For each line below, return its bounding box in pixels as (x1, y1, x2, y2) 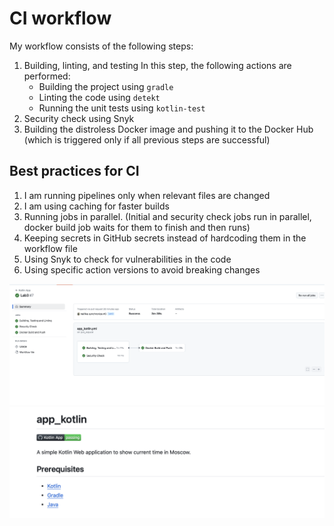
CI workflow (9, 7, 112, 30)
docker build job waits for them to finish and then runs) (23, 221, 251, 233)
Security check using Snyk (23, 112, 135, 124)
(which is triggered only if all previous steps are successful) (23, 133, 271, 146)
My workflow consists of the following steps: (9, 40, 194, 52)
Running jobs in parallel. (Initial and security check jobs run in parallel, (23, 210, 312, 222)
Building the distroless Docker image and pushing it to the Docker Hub (23, 123, 314, 135)
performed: (23, 70, 71, 82)
